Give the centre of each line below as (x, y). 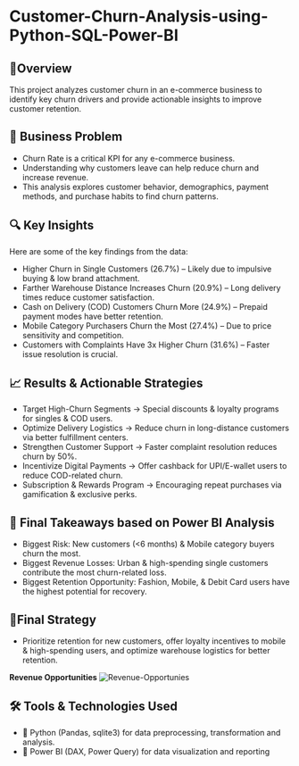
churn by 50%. (50, 456)
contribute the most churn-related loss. (94, 572)
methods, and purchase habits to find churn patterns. (120, 196)
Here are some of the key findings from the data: (99, 251)
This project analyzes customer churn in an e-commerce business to (136, 90)
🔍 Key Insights (52, 225)
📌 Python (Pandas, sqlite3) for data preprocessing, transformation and (151, 732)
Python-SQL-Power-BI (94, 35)
